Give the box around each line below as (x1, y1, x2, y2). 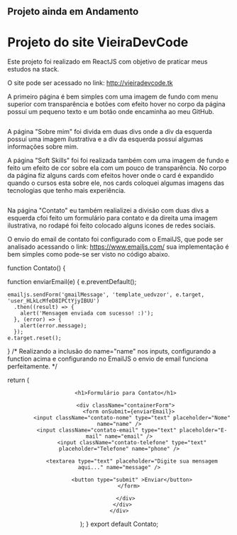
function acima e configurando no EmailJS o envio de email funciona (7, 354, 209, 364)
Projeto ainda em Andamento (7, 6, 139, 18)
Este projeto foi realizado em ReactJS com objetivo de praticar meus (7, 57, 208, 66)
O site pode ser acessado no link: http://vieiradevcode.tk (7, 79, 173, 87)
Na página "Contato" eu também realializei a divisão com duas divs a (7, 206, 209, 215)
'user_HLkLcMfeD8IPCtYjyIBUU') (7, 298, 100, 305)
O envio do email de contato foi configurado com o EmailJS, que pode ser (7, 235, 224, 244)
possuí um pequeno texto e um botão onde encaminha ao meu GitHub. (7, 108, 214, 116)
